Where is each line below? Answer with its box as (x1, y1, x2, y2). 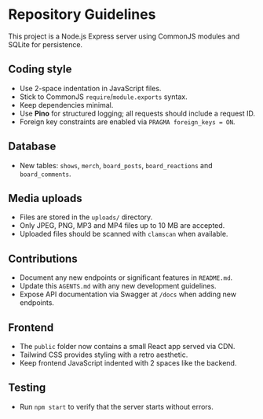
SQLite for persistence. (8, 39, 83, 49)
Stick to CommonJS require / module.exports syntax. (19, 92, 188, 101)
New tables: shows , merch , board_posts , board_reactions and (19, 160, 213, 170)
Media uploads (8, 191, 82, 205)
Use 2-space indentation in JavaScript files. (19, 83, 162, 93)
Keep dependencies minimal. (19, 100, 114, 109)
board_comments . (19, 169, 72, 178)
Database (8, 140, 57, 153)
